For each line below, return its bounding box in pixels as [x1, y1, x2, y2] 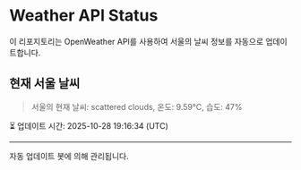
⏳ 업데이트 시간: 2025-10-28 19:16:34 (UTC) [9, 120, 168, 131]
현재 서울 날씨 [9, 76, 81, 91]
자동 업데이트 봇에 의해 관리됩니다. [9, 150, 129, 161]
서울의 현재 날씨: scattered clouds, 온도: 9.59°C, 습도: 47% [30, 101, 243, 112]
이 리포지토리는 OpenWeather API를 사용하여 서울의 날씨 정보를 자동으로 [9, 36, 264, 47]
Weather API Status [9, 5, 159, 26]
